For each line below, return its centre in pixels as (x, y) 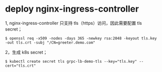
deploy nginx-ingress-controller (72, 9)
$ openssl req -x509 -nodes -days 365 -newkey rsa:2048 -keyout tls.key (81, 38)
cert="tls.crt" (21, 66)
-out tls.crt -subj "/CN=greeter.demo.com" (50, 42)
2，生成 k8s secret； (26, 52)
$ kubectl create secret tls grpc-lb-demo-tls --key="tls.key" (71, 61)
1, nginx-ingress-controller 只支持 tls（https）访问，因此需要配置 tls (74, 23)
